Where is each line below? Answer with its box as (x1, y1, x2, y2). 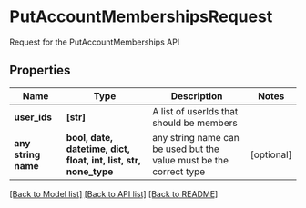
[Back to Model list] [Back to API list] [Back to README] (9, 188, 219, 199)
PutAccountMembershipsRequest (9, 6, 273, 27)
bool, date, (66, 131, 114, 144)
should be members (151, 116, 239, 129)
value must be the (151, 154, 229, 166)
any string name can (151, 131, 240, 144)
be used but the (151, 143, 220, 155)
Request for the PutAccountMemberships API (9, 36, 180, 47)
